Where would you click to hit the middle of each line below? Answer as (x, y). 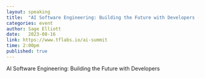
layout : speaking (28, 12)
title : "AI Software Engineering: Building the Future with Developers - (103, 18)
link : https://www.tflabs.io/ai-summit (57, 40)
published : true (27, 51)
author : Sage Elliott (34, 29)
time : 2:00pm (23, 46)
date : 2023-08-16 (31, 34)
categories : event (30, 23)
